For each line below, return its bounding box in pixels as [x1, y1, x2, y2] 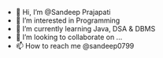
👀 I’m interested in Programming [15, 16, 120, 25]
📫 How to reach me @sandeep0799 [15, 42, 135, 50]
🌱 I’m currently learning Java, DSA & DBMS [15, 24, 156, 33]
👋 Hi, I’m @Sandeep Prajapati [15, 8, 111, 16]
